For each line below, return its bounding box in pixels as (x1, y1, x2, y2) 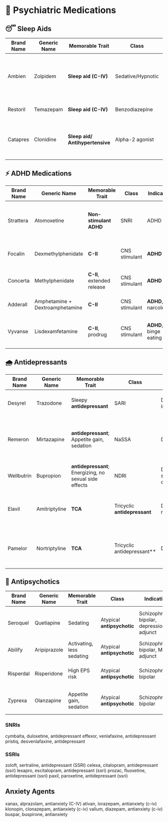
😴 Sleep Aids (5, 25, 51, 33)
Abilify (7, 646, 23, 653)
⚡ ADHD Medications (5, 169, 72, 178)
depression (139, 623, 165, 630)
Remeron (7, 436, 29, 443)
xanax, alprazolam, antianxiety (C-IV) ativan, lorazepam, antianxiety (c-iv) (5, 800, 157, 806)
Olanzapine (34, 697, 61, 704)
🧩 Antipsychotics (5, 578, 60, 586)
